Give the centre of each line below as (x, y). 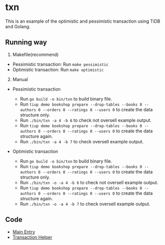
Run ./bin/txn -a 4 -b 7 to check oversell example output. (82, 141)
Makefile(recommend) (35, 54)
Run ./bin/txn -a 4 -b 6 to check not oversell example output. (86, 120)
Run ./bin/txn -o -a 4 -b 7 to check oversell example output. (85, 204)
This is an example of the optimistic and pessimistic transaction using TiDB (83, 21)
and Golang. (18, 26)
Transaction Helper (32, 237)
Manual (20, 79)
